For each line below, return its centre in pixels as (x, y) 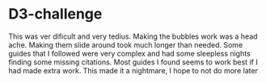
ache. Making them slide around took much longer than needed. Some (126, 44)
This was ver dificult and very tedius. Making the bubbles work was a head (133, 36)
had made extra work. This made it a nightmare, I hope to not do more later (133, 70)
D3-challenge (55, 14)
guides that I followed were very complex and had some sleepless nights (129, 53)
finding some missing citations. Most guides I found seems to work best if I (133, 62)
